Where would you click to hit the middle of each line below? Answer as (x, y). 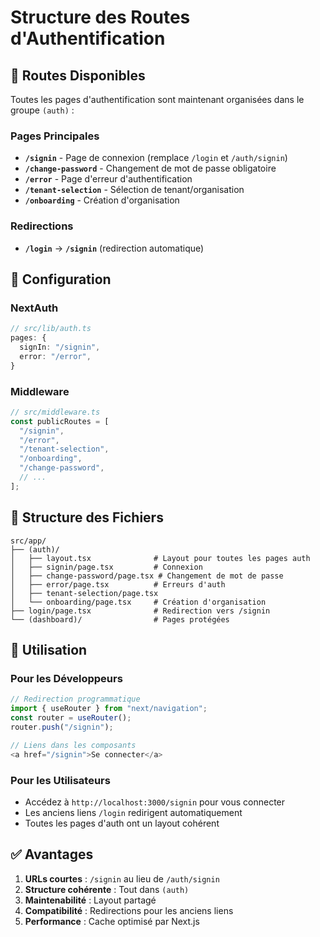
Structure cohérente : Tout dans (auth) (107, 889)
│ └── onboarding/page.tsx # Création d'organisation (138, 602)
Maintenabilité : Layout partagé (90, 900)
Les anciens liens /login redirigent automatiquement (133, 812)
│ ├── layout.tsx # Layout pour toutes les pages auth (160, 558)
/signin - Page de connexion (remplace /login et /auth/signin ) (156, 158)
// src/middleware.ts (55, 412)
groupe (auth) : (42, 110)
